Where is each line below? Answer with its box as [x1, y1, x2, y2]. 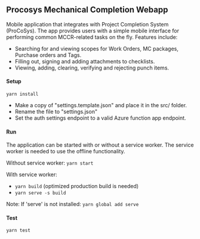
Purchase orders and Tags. [14, 51, 82, 59]
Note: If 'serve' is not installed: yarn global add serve [6, 201, 139, 208]
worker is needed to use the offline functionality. [6, 148, 125, 155]
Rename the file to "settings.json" [14, 108, 97, 116]
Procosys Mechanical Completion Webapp [6, 5, 168, 15]
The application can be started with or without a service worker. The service [6, 141, 194, 149]
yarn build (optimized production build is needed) [14, 183, 139, 190]
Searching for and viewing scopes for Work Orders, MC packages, [14, 45, 179, 52]
